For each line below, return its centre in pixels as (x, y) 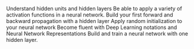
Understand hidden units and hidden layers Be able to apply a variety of (94, 9)
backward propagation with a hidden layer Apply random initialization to (94, 21)
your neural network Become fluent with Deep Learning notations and (92, 27)
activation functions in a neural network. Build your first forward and (90, 15)
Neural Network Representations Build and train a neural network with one (97, 34)
